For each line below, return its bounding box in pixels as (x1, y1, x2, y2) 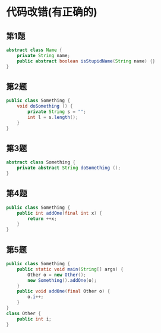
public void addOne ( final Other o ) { (17, 288, 111, 294)
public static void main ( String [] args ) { (17, 266, 124, 272)
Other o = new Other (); (27, 272, 86, 278)
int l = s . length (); (27, 114, 78, 120)
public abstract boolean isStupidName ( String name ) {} (17, 58, 156, 64)
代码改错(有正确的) (6, 5, 98, 19)
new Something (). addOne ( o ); (27, 277, 97, 283)
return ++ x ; (27, 215, 58, 222)
